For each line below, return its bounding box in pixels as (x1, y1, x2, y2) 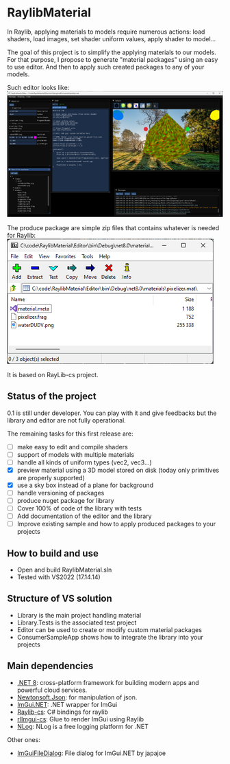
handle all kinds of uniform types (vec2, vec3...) (16, 458, 152, 467)
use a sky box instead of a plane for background (16, 481, 154, 489)
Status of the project (7, 390, 97, 403)
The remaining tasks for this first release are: (7, 429, 133, 438)
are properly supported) (16, 473, 86, 482)
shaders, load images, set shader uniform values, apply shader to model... (7, 34, 216, 43)
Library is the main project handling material (16, 611, 142, 619)
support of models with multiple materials (16, 450, 135, 458)
